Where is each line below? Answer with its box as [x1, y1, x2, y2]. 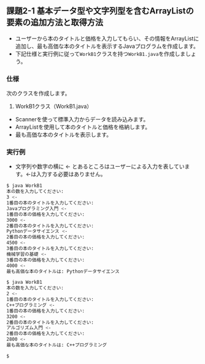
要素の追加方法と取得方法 [6, 17, 103, 28]
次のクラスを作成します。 [6, 89, 71, 97]
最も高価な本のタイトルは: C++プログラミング [6, 342, 107, 348]
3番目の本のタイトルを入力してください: [6, 246, 94, 252]
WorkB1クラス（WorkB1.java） [15, 103, 93, 110]
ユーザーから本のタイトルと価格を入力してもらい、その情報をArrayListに [15, 34, 199, 42]
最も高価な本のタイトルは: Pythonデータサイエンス [6, 268, 120, 275]
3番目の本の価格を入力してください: [6, 257, 85, 263]
